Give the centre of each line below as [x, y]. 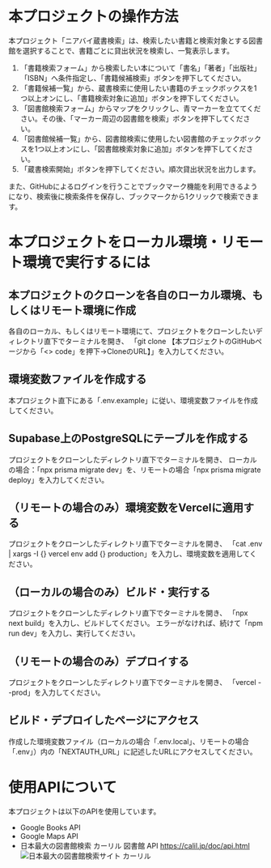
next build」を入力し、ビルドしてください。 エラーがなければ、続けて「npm [135, 623]
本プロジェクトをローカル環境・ [115, 243]
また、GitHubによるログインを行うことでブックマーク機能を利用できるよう [133, 186]
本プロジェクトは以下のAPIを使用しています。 [85, 811]
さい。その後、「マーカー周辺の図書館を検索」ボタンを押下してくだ [131, 118]
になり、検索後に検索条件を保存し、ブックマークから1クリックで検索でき [130, 196]
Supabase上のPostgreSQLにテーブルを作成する [129, 438]
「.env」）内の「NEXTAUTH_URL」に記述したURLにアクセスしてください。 [133, 751]
